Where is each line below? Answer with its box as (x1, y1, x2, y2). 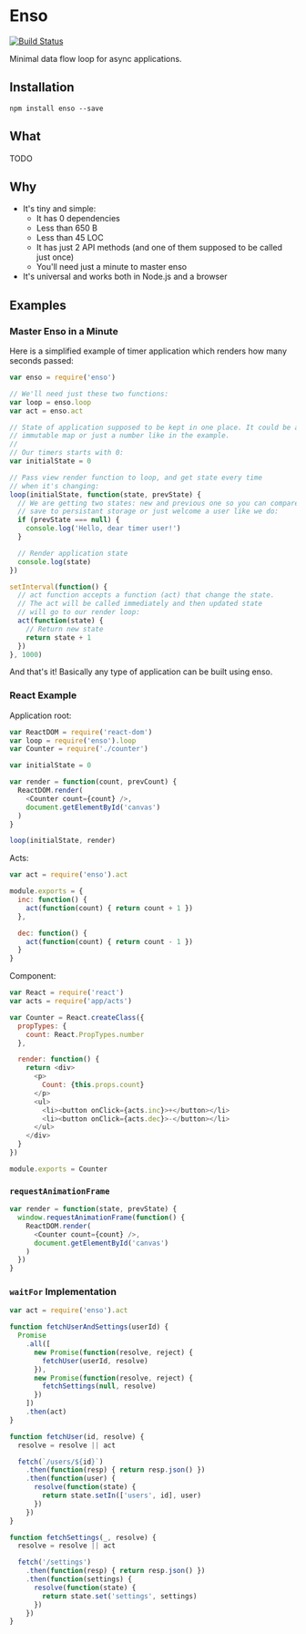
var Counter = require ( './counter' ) (9, 745, 148, 754)
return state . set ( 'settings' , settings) (42, 1591, 198, 1600)
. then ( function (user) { (25, 1474, 117, 1484)
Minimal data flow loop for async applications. (9, 53, 182, 64)
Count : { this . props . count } (42, 1081, 145, 1090)
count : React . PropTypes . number (25, 1030, 145, 1039)
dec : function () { (17, 929, 88, 938)
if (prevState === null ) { (17, 516, 120, 525)
